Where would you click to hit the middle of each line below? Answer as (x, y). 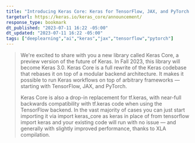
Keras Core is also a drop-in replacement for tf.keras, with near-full (101, 97)
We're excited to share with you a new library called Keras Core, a (100, 55)
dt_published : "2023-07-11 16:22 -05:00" (57, 28)
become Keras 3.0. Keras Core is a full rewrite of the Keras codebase (103, 67)
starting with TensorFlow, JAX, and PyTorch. (74, 86)
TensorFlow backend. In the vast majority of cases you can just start (102, 110)
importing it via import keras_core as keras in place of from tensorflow (105, 116)
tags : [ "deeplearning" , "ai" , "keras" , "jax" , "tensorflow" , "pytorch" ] (90, 39)
